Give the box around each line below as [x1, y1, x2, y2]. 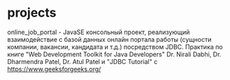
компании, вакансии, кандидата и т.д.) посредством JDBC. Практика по [7, 42, 223, 51]
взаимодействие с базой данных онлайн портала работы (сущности [7, 35, 212, 43]
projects [7, 5, 57, 21]
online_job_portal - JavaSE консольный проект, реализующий [7, 28, 190, 36]
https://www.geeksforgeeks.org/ [7, 65, 101, 73]
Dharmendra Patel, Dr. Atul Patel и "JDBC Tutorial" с [7, 57, 158, 65]
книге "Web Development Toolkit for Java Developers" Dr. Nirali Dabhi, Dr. [7, 50, 222, 58]
